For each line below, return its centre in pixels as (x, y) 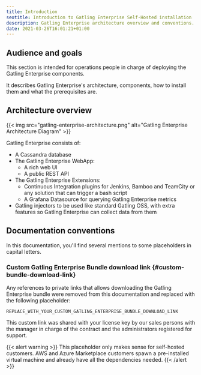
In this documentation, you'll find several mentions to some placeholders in (99, 245)
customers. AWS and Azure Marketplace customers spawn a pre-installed (97, 353)
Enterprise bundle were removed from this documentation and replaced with (100, 294)
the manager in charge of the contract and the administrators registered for (99, 329)
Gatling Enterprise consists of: (43, 143)
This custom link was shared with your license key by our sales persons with (101, 322)
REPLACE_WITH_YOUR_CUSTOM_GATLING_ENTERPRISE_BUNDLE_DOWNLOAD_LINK (92, 311)
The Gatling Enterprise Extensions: (58, 180)
